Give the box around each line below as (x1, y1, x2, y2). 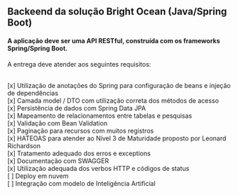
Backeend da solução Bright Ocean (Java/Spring (7, 6, 227, 18)
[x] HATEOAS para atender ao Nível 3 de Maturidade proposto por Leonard (7, 134, 227, 143)
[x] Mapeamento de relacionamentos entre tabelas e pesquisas (7, 111, 193, 120)
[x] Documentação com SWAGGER (7, 156, 109, 165)
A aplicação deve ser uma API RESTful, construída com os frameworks (7, 36, 220, 45)
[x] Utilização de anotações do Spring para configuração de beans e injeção (7, 81, 231, 89)
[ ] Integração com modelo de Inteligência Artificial (7, 179, 156, 187)
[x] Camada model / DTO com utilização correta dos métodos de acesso (7, 96, 219, 105)
